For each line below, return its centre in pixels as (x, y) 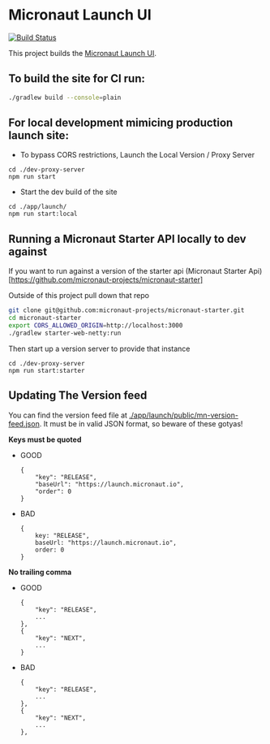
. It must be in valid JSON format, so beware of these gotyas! (141, 423)
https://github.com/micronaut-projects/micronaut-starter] (107, 280)
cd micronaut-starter (45, 318)
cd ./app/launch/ (38, 207)
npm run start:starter (47, 370)
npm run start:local (43, 214)
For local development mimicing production (121, 123)
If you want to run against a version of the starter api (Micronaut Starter (128, 271)
